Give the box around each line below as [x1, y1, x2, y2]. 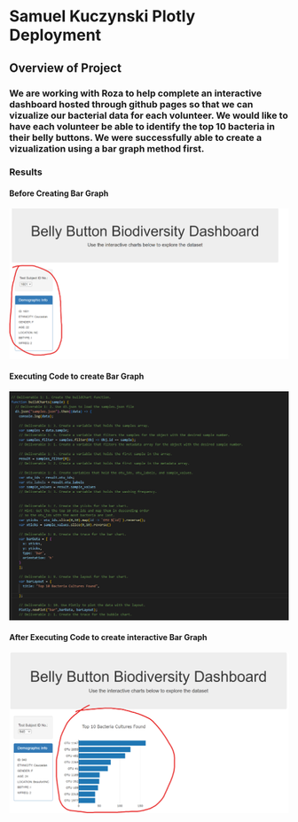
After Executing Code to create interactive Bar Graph [9, 632, 208, 643]
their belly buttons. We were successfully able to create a [9, 131, 263, 144]
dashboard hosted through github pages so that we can [9, 98, 254, 110]
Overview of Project [9, 60, 122, 75]
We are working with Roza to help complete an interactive [9, 87, 263, 99]
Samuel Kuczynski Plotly [9, 6, 196, 27]
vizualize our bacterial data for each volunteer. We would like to [9, 109, 288, 121]
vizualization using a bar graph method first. [9, 142, 205, 154]
